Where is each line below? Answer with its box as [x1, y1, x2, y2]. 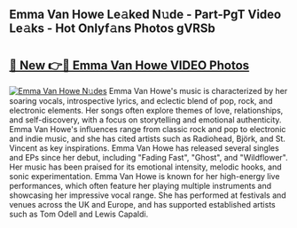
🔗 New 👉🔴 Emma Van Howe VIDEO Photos [9, 58, 250, 73]
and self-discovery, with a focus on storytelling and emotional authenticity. [9, 114, 282, 125]
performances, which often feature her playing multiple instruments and [9, 181, 272, 191]
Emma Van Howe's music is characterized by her [109, 86, 288, 96]
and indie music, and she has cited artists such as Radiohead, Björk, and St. [9, 133, 286, 144]
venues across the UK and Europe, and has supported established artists [9, 200, 277, 209]
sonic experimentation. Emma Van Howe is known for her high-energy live [9, 171, 280, 181]
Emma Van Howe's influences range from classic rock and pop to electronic [9, 124, 286, 134]
